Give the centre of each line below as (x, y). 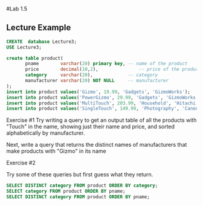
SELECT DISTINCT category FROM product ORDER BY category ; (82, 186)
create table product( (35, 58)
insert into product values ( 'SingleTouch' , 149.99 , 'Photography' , (93, 109)
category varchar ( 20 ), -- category (92, 75)
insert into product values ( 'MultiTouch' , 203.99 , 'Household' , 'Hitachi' (102, 103)
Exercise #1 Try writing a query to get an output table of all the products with (101, 120)
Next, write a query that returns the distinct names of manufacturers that (97, 145)
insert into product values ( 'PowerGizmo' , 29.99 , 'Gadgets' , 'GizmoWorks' (102, 97)
